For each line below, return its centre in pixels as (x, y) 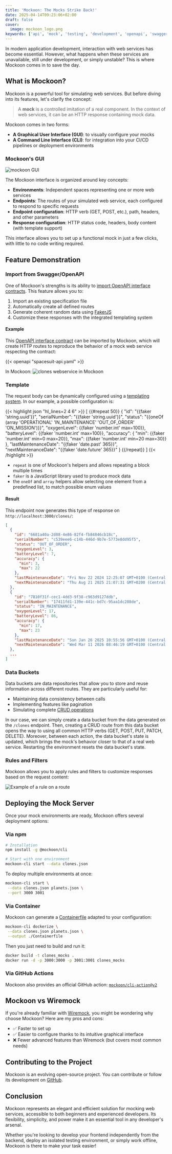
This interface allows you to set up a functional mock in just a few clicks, (82, 238)
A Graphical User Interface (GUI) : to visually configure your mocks (83, 134)
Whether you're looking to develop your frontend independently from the (82, 1135)
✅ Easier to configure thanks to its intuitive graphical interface (78, 1034)
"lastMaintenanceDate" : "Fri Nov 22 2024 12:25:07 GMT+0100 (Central (90, 578)
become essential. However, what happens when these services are (77, 54)
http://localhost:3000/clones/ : (39, 516)
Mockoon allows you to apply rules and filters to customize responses (79, 772)
